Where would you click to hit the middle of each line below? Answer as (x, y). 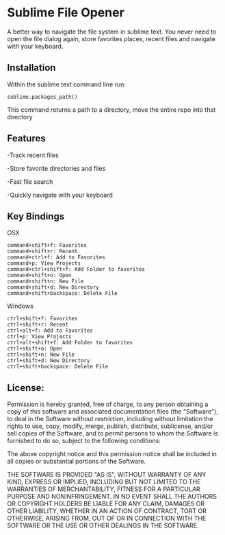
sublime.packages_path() (42, 97)
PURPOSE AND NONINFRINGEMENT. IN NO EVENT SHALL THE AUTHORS (112, 497)
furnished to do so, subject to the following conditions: (84, 441)
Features (26, 139)
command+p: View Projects (44, 263)
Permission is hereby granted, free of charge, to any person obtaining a (108, 404)
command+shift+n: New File (45, 282)
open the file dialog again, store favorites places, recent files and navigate (111, 38)
